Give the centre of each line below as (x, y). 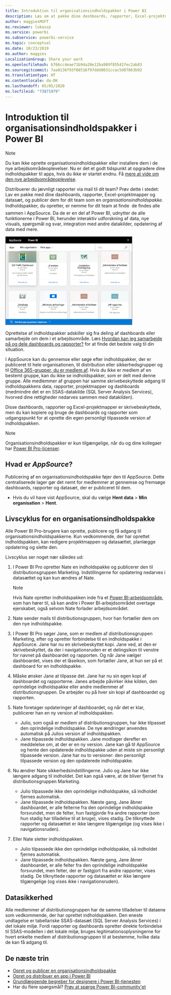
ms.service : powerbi (27, 32)
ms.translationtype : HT (31, 75)
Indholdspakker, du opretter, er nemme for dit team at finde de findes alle (83, 205)
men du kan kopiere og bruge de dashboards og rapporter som (72, 412)
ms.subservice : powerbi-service (39, 38)
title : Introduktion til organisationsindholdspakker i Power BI (76, 11)
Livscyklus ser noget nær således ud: (45, 557)
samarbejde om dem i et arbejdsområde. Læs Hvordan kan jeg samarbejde (84, 338)
